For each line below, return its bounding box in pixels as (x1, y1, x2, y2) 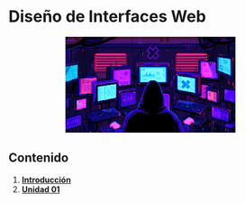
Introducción (21, 174, 71, 185)
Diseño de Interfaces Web (8, 6, 206, 27)
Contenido (8, 151, 69, 166)
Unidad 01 (21, 183, 60, 195)
